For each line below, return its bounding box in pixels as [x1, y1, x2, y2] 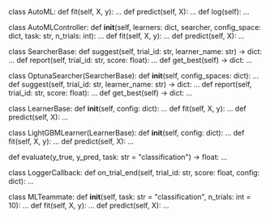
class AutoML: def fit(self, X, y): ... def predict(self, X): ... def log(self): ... [8, 7, 250, 16]
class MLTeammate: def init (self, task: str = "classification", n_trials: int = [8, 192, 251, 201]
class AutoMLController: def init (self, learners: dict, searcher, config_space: [8, 23, 262, 31]
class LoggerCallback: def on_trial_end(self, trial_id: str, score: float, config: [8, 168, 260, 177]
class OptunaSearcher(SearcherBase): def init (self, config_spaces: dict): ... [8, 71, 259, 80]
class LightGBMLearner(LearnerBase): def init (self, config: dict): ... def [8, 128, 245, 137]
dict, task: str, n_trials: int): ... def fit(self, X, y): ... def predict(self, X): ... [8, 31, 245, 40]
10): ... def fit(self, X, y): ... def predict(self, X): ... [8, 201, 169, 210]
